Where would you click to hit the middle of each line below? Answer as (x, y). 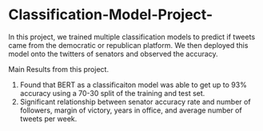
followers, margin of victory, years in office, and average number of (131, 110)
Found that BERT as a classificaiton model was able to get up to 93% (133, 85)
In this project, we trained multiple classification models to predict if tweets (132, 37)
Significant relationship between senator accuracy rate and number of (135, 101)
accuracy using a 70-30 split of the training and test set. (112, 93)
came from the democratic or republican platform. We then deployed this (128, 45)
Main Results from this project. (59, 69)
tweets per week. (48, 118)
